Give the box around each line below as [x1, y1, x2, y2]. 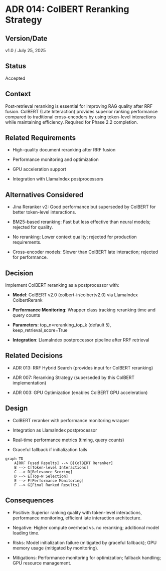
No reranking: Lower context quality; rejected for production [12, 234, 137, 240]
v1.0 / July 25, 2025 [5, 48, 46, 53]
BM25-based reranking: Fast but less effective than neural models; [12, 219, 151, 225]
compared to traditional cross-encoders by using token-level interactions [5, 114, 156, 120]
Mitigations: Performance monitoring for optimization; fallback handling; [12, 554, 161, 560]
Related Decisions [5, 351, 63, 360]
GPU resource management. [12, 560, 72, 566]
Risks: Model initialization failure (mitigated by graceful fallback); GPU [12, 539, 157, 545]
